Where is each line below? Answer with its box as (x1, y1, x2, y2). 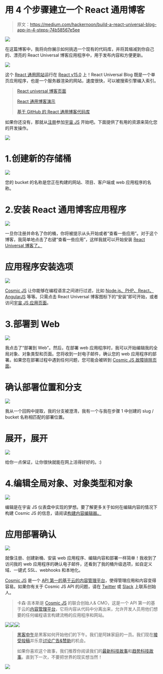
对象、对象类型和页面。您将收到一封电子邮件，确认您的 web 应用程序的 (9, 351, 152, 357)
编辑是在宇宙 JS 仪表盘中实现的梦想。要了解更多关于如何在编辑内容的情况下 (5, 504, 158, 510)
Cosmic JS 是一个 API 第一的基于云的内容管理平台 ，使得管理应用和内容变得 (5, 578, 157, 583)
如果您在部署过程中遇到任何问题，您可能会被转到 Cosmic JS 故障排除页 (13, 357, 157, 363)
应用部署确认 (5, 529, 57, 540)
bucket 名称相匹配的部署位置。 (5, 414, 67, 420)
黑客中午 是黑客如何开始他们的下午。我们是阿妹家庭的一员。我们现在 (17, 632, 154, 638)
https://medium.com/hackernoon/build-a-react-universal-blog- (30, 21, 157, 27)
